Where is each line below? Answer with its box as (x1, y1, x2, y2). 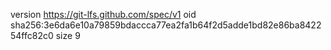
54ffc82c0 (10, 30, 54, 41)
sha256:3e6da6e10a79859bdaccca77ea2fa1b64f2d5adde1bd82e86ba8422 (10, 19, 322, 31)
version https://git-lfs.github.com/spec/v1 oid (10, 9, 197, 20)
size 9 (55, 30, 81, 41)
